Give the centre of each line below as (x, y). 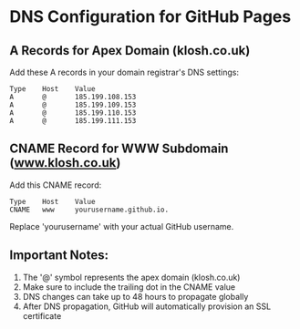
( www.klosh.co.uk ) (65, 163)
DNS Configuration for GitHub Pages (150, 17)
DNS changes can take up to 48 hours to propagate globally (135, 296)
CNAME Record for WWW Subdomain (119, 149)
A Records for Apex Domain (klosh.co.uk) (130, 51)
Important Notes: (59, 256)
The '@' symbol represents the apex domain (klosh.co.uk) (131, 277)
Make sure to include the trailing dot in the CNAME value (129, 287)
